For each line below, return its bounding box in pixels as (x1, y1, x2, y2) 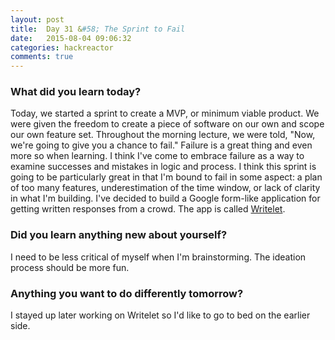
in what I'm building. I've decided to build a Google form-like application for (10, 192, 321, 205)
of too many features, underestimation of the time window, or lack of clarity (10, 182, 321, 194)
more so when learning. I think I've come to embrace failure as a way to (10, 150, 305, 162)
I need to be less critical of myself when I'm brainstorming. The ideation (10, 251, 307, 263)
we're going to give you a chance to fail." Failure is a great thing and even (10, 139, 313, 151)
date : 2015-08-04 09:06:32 (10, 33, 132, 43)
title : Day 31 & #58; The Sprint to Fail (10, 24, 186, 34)
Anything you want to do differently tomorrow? (10, 286, 244, 300)
